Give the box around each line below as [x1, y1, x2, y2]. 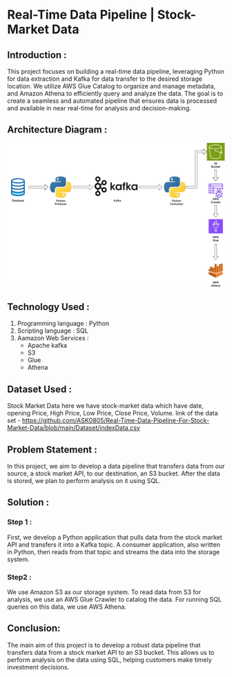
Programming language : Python [17, 320, 110, 328]
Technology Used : [7, 301, 90, 313]
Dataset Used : [7, 383, 72, 395]
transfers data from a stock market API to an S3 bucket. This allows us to [7, 648, 215, 656]
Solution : [7, 497, 50, 509]
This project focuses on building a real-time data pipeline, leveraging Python [7, 68, 224, 75]
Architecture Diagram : [7, 124, 108, 136]
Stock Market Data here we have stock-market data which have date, [7, 402, 204, 410]
